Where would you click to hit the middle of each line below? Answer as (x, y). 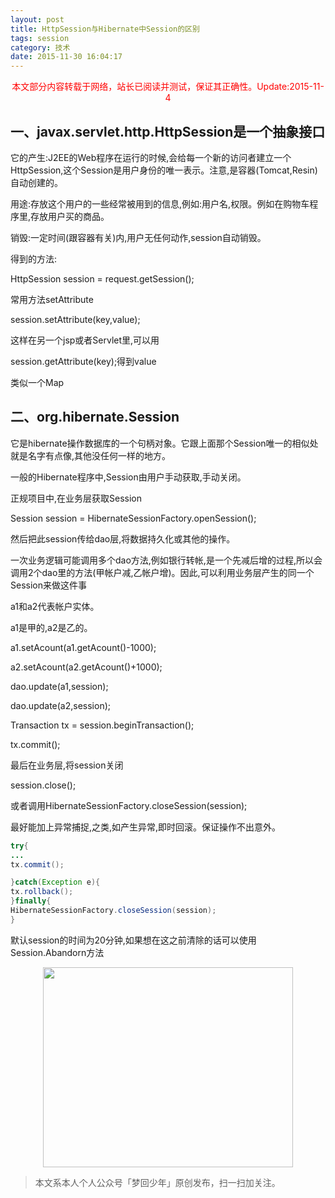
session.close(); (43, 785)
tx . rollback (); (42, 892)
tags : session (40, 38)
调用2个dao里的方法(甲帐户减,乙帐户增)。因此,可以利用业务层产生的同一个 (162, 572)
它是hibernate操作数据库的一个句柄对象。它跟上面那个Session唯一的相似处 (164, 443)
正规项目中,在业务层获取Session (76, 498)
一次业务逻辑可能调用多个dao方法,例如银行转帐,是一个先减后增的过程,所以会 (166, 560)
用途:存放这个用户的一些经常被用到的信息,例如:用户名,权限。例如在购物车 (160, 203)
